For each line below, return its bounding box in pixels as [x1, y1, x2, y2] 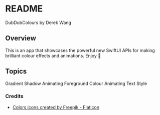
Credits [5, 93, 24, 100]
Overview [5, 34, 37, 42]
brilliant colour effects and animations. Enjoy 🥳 [5, 52, 101, 58]
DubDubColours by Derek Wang [5, 19, 72, 25]
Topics [5, 67, 27, 75]
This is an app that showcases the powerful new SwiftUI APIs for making [5, 47, 155, 53]
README [5, 3, 43, 14]
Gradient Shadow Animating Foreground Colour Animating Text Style [5, 80, 147, 86]
